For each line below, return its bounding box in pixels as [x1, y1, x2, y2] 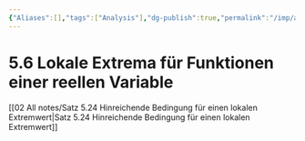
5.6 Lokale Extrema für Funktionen [8, 52, 275, 73]
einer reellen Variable [8, 72, 174, 92]
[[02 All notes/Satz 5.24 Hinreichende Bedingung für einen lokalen [8, 102, 259, 113]
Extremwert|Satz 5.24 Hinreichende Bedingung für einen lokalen [8, 111, 251, 123]
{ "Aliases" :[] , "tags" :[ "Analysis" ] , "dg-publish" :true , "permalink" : [8, 13, 270, 23]
